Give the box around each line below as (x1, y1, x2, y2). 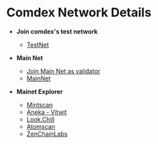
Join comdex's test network (16, 27, 98, 35)
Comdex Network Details (6, 5, 152, 20)
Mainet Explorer (16, 87, 63, 96)
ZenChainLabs (26, 130, 68, 138)
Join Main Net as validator (26, 67, 101, 75)
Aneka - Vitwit (26, 108, 67, 116)
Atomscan (26, 122, 55, 130)
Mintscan (26, 100, 53, 109)
